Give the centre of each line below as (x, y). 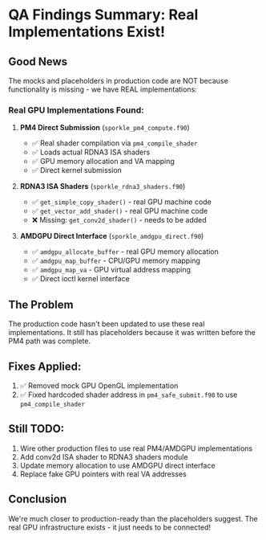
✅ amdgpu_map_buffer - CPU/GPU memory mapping (116, 261)
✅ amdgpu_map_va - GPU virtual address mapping (111, 270)
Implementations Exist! (87, 32)
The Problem (41, 304)
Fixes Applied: (45, 366)
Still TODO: (36, 429)
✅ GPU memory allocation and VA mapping (103, 162)
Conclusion (38, 499)
